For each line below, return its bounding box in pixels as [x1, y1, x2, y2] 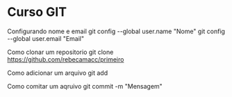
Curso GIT [7, 4, 67, 20]
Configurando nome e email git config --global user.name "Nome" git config [7, 27, 226, 35]
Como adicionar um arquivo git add [7, 69, 108, 77]
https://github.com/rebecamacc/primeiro [7, 55, 124, 63]
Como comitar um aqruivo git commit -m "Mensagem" [7, 82, 163, 90]
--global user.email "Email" [7, 34, 85, 42]
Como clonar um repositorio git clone [7, 48, 114, 56]
